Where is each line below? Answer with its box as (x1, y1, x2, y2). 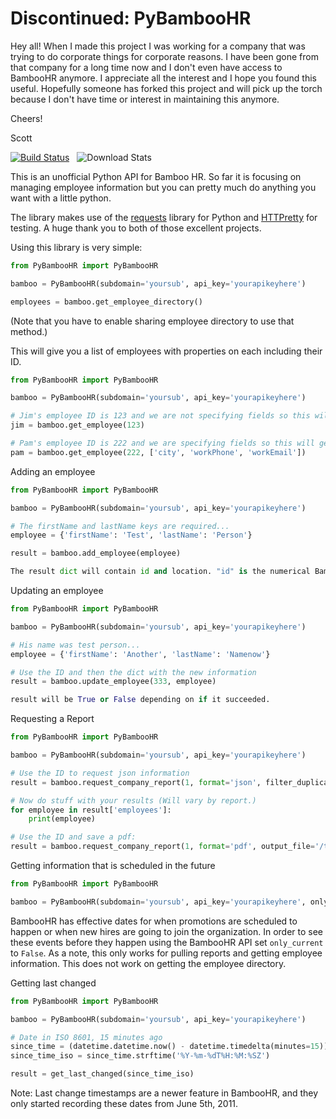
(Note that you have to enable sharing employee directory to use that (10, 315, 295, 327)
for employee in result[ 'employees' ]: (10, 805, 172, 815)
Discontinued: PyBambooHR (10, 7, 252, 30)
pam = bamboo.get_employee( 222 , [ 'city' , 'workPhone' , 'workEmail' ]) (10, 447, 307, 457)
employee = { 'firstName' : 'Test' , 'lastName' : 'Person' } (10, 530, 253, 541)
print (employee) (28, 814, 97, 824)
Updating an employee (10, 585, 104, 597)
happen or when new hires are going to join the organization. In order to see (10, 925, 323, 937)
